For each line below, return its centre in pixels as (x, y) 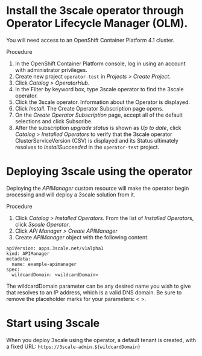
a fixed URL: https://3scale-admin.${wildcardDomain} (73, 346)
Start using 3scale (53, 323)
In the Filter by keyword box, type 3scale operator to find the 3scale (99, 89)
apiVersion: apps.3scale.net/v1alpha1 (55, 248)
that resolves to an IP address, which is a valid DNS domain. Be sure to (94, 292)
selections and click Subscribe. (54, 121)
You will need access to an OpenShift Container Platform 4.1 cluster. (90, 40)
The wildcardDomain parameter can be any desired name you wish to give (99, 286)
